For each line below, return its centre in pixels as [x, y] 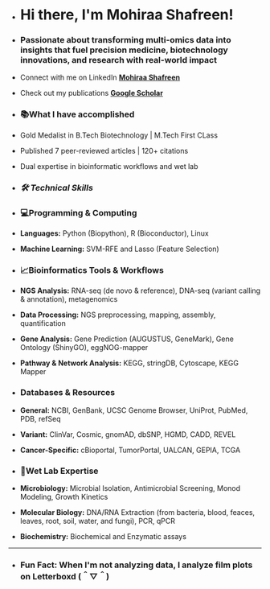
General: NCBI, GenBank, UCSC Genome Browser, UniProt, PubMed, [134, 410]
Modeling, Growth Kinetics [64, 496]
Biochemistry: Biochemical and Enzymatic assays [103, 536]
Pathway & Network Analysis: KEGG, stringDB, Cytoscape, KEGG [129, 363]
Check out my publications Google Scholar [91, 93]
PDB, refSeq [41, 418]
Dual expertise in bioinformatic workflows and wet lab [109, 166]
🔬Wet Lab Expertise [59, 471]
